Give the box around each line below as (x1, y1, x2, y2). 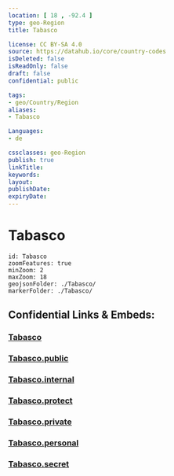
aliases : (8, 105, 37, 114)
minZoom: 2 (8, 266, 44, 274)
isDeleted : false (8, 55, 65, 63)
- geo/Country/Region (8, 98, 79, 106)
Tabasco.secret (8, 458, 70, 469)
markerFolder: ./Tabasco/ (8, 286, 92, 295)
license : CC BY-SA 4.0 (8, 40, 82, 48)
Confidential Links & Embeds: (8, 308, 155, 322)
